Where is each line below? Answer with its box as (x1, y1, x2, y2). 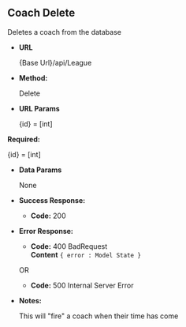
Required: (7, 134, 40, 144)
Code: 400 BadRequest (30, 241, 108, 251)
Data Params (18, 165, 62, 175)
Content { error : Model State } (30, 250, 142, 259)
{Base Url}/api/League (18, 58, 92, 67)
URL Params (18, 103, 60, 113)
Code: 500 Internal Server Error (30, 280, 135, 290)
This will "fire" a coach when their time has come (18, 311, 179, 321)
